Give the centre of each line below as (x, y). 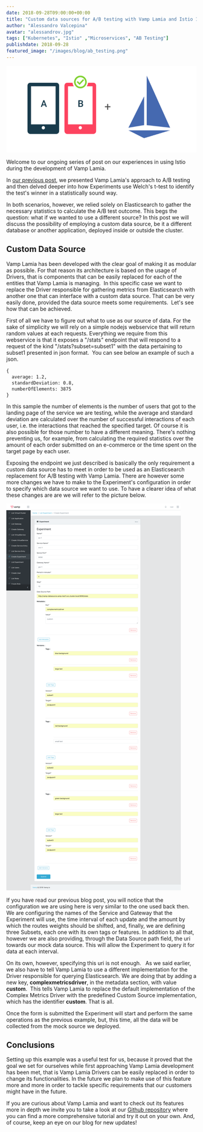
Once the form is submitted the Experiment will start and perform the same (99, 1013)
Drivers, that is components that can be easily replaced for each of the (94, 277)
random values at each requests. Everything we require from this (87, 333)
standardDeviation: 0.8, (43, 383)
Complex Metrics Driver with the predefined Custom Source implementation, (101, 995)
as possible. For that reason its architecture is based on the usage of (92, 270)
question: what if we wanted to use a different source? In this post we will (98, 217)
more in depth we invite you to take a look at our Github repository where (97, 1110)
